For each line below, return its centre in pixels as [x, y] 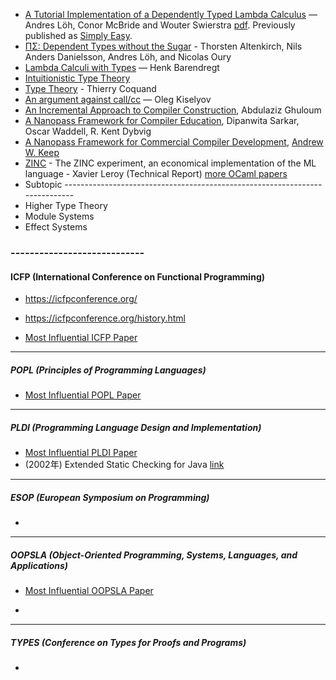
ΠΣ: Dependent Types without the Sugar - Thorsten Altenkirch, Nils [163, 46]
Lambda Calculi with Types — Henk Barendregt [122, 67]
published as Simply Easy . [78, 35]
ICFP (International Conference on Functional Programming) [138, 276]
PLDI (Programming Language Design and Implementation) [136, 427]
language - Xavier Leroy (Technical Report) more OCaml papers [156, 173]
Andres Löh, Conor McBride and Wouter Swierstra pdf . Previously [160, 25]
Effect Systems [56, 227]
